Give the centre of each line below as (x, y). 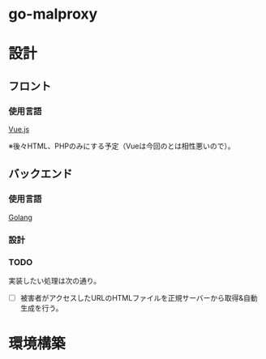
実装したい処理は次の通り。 (55, 280)
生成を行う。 (41, 308)
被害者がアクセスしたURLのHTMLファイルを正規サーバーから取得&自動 (139, 297)
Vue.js (19, 130)
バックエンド (41, 174)
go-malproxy (53, 14)
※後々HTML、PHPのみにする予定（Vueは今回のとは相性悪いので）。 (122, 146)
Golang (20, 217)
